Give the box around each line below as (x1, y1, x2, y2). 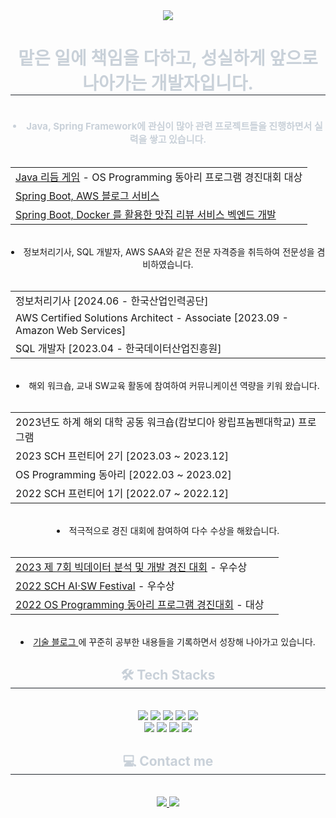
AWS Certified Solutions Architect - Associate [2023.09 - (15, 310, 289, 324)
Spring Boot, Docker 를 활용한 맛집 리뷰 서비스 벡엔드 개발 (15, 207, 277, 221)
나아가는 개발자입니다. (82, 72, 254, 95)
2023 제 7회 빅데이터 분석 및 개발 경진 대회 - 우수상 (15, 560, 248, 574)
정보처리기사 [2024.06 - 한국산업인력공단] (15, 294, 209, 308)
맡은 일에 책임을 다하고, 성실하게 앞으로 (18, 47, 318, 70)
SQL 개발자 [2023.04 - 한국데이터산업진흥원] (15, 341, 222, 355)
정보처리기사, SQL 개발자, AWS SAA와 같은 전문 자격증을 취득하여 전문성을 (23, 245, 315, 258)
